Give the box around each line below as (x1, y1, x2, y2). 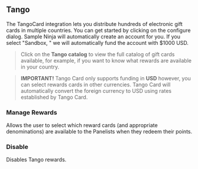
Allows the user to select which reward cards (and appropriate (6, 122, 158, 129)
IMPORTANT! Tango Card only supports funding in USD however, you (20, 74, 191, 82)
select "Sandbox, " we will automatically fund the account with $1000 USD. (6, 39, 189, 46)
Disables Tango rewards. (6, 156, 67, 163)
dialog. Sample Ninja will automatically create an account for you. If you (6, 32, 180, 40)
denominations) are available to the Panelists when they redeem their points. (6, 128, 193, 135)
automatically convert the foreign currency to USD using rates (20, 87, 172, 94)
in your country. (20, 63, 60, 70)
